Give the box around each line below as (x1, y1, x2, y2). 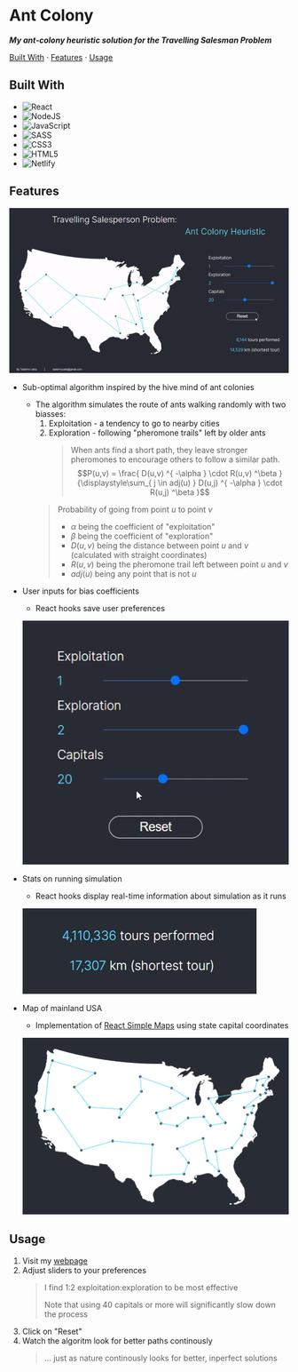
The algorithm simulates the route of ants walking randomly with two (35, 399, 286, 410)
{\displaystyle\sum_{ (76, 477, 153, 488)
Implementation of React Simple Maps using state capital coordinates (35, 1019, 289, 1031)
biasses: (35, 408, 67, 419)
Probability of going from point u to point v (57, 504, 213, 514)
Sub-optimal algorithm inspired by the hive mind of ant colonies (21, 381, 255, 392)
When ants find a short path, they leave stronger (70, 444, 248, 455)
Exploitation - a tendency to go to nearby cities (48, 418, 220, 428)
